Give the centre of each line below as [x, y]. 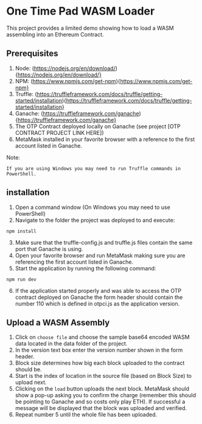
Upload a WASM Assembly [58, 322]
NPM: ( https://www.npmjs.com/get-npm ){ [68, 81]
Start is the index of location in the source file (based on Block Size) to [103, 376]
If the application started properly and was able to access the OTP [98, 290]
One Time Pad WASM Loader [81, 11]
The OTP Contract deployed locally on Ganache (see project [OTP [98, 126]
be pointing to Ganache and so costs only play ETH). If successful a [100, 402]
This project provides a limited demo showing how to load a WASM [90, 28]
